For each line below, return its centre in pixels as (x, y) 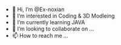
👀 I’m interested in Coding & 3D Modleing (63, 16)
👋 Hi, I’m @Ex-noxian (38, 9)
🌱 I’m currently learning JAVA (48, 22)
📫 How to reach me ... (40, 36)
